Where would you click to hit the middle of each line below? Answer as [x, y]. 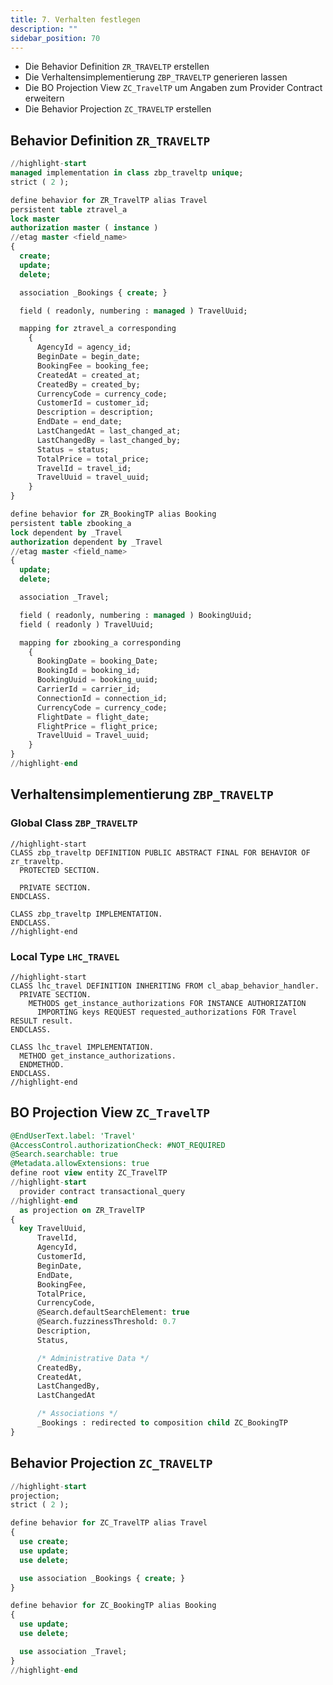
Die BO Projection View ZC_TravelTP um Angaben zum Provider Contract [173, 88]
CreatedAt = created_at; [88, 375]
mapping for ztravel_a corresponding [98, 329]
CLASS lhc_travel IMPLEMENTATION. [82, 1047]
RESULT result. [42, 1021]
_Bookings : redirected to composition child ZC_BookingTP [162, 1423]
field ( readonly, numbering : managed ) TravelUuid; [133, 311]
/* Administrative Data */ [93, 1358]
